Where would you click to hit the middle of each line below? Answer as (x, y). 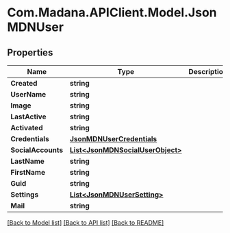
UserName (28, 94)
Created (24, 83)
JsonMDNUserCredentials (113, 139)
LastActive (28, 116)
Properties (30, 52)
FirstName (28, 172)
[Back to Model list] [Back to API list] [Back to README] (86, 223)
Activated (27, 128)
